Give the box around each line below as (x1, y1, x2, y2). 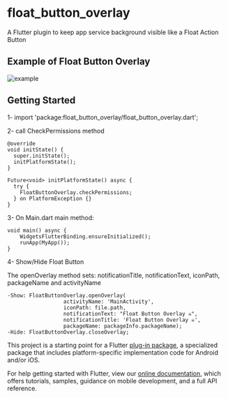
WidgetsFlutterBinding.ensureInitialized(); (20, 233, 151, 240)
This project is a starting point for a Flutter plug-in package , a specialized (7, 341, 218, 349)
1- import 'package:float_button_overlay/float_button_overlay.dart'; (7, 113, 199, 121)
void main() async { (7, 227, 68, 234)
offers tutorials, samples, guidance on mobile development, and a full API (7, 376, 218, 385)
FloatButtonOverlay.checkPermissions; (20, 189, 132, 196)
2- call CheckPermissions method (7, 126, 105, 135)
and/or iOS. (7, 355, 40, 364)
